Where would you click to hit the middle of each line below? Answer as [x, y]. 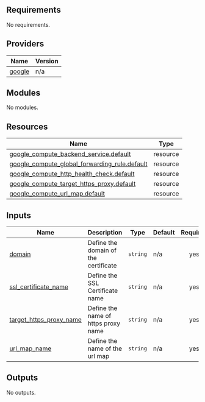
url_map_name [31, 348]
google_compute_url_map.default [57, 194]
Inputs [19, 215]
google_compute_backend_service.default [70, 154]
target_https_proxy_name [46, 320]
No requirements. [28, 24]
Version [47, 61]
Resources [27, 126]
